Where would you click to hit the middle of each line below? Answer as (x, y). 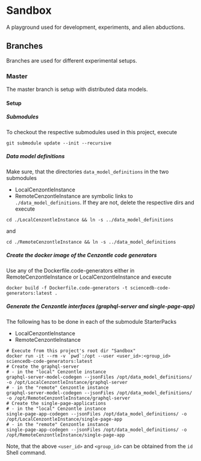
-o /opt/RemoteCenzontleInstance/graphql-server (68, 398)
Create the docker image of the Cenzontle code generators (82, 255)
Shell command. (26, 453)
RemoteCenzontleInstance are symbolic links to (74, 196)
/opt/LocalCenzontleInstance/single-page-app (64, 419)
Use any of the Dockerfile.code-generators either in (70, 270)
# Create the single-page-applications (56, 403)
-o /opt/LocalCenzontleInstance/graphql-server (67, 382)
